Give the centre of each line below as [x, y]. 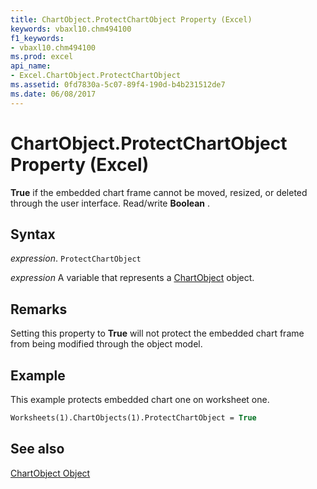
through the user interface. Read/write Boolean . [110, 203]
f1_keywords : [37, 38]
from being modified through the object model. [106, 344]
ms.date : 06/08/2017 [53, 94]
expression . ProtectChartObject [76, 258]
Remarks [39, 309]
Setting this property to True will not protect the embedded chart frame [157, 333]
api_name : [31, 66]
